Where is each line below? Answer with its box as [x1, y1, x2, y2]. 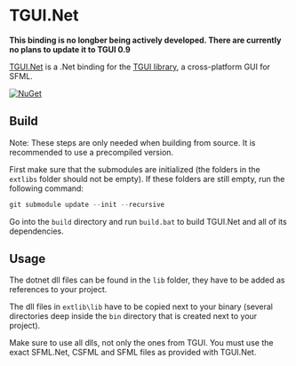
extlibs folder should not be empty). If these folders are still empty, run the [9, 173, 285, 184]
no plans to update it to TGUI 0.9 [9, 44, 131, 54]
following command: [9, 183, 84, 194]
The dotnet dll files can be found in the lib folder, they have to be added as [9, 274, 285, 285]
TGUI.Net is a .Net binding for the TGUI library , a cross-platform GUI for [9, 61, 271, 72]
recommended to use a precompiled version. [9, 147, 174, 157]
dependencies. [9, 226, 64, 236]
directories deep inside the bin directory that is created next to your [9, 311, 258, 322]
